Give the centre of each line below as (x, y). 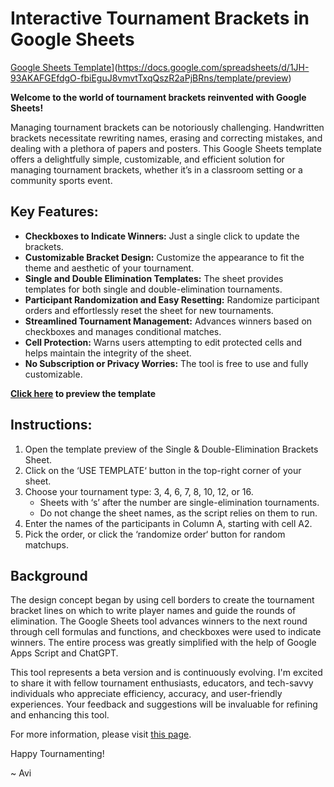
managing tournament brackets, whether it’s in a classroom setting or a (156, 169)
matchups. (46, 544)
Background (49, 575)
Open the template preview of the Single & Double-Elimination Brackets (171, 449)
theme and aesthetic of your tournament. (109, 268)
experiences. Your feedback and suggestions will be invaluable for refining (164, 704)
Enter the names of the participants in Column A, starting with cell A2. (168, 523)
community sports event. (61, 180)
